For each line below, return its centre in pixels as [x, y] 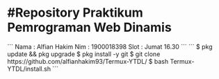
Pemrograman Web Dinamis [89, 27]
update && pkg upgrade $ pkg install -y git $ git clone [84, 54]
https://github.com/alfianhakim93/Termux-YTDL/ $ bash [88, 61]
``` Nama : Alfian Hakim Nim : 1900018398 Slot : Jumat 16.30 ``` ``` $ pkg [110, 46]
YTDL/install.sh [29, 69]
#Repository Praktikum [75, 13]
